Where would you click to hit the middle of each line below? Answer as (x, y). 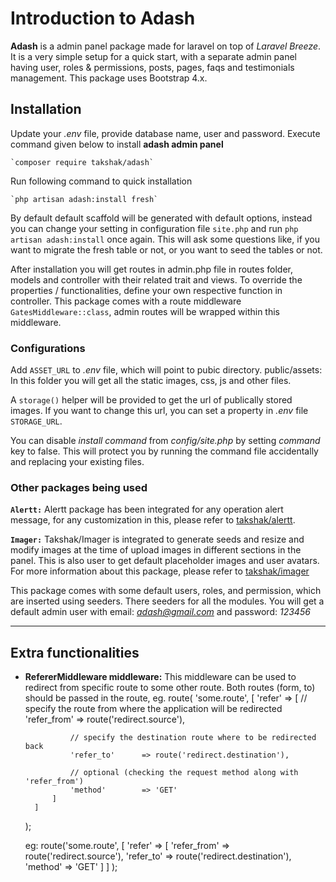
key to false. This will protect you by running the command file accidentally (164, 451)
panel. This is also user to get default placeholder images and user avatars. (165, 561)
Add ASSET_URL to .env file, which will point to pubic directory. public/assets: (166, 370)
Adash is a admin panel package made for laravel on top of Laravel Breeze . (166, 46)
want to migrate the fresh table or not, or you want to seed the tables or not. (166, 249)
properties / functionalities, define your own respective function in (146, 290)
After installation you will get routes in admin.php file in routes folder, (152, 269)
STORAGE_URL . (36, 421)
